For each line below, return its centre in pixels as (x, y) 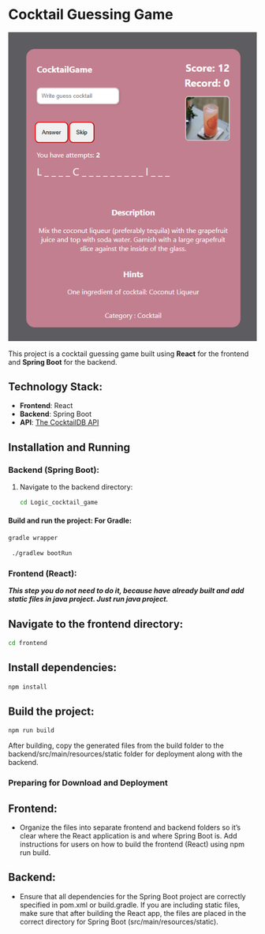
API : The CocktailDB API (59, 422)
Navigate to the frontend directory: (96, 624)
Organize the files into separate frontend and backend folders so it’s (130, 827)
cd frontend (28, 643)
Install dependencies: (62, 668)
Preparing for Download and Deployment (88, 783)
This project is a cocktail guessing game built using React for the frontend (129, 354)
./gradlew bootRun (42, 553)
